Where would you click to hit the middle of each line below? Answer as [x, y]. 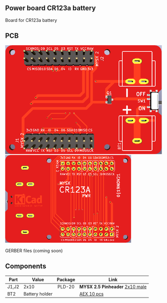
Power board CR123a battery [50, 8]
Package [66, 280]
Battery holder [38, 294]
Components [26, 266]
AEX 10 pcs [91, 294]
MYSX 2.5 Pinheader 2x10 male [113, 287]
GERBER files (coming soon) [34, 250]
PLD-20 [66, 287]
